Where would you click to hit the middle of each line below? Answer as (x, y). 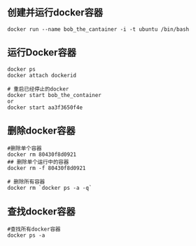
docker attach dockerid (42, 75)
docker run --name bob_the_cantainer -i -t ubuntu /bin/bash (98, 29)
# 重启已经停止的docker (38, 89)
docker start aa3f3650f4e (45, 108)
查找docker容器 (41, 211)
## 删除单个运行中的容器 (38, 162)
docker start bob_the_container (54, 95)
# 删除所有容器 (26, 182)
